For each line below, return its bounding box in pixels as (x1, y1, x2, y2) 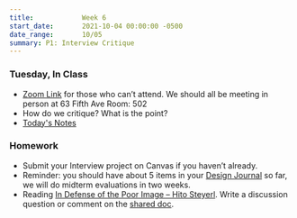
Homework (9, 140, 58, 152)
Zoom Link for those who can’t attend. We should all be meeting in (22, 88, 268, 99)
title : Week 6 (9, 13, 106, 23)
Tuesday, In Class (9, 68, 88, 81)
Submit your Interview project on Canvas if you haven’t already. (22, 159, 258, 171)
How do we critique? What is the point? (22, 107, 168, 118)
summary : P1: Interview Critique (9, 38, 135, 48)
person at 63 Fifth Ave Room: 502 (22, 98, 148, 109)
